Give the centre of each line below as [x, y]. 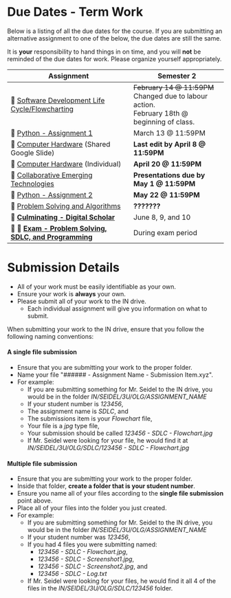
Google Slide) [33, 153]
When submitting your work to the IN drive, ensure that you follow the [106, 329]
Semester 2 [177, 76]
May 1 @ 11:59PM [164, 184]
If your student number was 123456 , [79, 538]
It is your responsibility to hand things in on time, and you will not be [104, 52]
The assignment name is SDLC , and [78, 411]
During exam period [165, 232]
